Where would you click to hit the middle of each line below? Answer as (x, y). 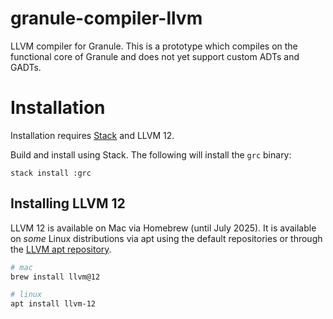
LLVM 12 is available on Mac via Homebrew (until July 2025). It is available (163, 228)
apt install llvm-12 (53, 304)
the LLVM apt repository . (61, 249)
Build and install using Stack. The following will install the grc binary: (151, 154)
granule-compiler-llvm (106, 18)
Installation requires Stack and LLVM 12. (92, 135)
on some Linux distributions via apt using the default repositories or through (166, 238)
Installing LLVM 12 (68, 203)
